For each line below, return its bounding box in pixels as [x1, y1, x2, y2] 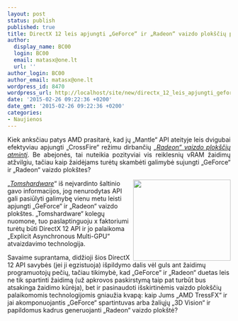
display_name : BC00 [13, 43, 72, 50]
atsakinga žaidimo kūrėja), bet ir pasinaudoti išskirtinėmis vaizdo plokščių [7, 283, 222, 291]
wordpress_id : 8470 [7, 83, 65, 90]
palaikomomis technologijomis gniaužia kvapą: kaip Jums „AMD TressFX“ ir [7, 291, 228, 299]
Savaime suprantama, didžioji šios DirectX [7, 253, 130, 261]
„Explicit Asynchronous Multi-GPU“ [7, 232, 110, 240]
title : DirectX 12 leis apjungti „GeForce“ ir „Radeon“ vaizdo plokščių [7, 30, 227, 38]
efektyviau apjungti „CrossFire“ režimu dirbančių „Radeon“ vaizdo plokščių [7, 142, 231, 151]
